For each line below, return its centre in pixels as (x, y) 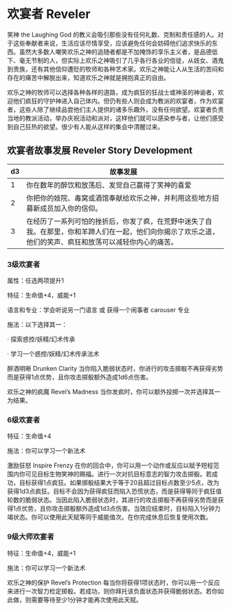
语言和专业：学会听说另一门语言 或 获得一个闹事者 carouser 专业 (99, 310)
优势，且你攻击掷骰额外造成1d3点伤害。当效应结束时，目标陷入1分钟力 (121, 509)
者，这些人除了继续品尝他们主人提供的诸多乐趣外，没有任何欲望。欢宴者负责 (115, 109)
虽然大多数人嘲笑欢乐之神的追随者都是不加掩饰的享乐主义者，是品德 (115, 52)
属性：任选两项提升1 (35, 281)
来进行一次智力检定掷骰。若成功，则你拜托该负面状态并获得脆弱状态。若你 (112, 591)
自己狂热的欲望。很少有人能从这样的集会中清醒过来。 (88, 126)
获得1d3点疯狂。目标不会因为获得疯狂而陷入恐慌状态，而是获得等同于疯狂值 (114, 491)
